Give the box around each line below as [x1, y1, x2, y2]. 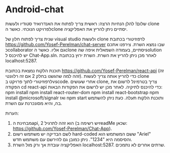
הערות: [5, 110, 19, 116]
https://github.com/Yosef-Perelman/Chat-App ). [12, 125, 112, 132]
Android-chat [5, 4, 64, 15]
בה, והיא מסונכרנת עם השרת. [5, 100, 62, 106]
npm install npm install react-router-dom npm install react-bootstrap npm [5, 89, 159, 95]
